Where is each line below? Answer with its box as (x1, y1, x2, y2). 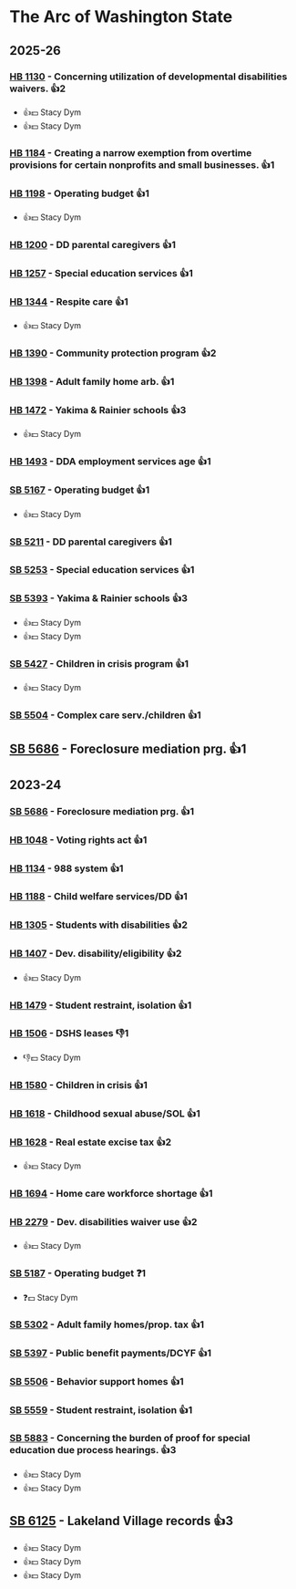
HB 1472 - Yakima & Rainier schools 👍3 (9, 404, 187, 416)
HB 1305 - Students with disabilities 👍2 (9, 919, 189, 931)
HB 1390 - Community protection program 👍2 (9, 347, 217, 359)
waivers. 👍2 (9, 82, 66, 95)
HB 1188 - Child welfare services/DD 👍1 (9, 890, 189, 903)
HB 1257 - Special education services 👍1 (9, 266, 193, 279)
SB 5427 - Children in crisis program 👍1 (9, 657, 189, 670)
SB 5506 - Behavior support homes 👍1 (9, 1376, 184, 1388)
